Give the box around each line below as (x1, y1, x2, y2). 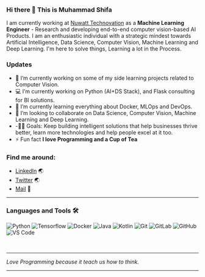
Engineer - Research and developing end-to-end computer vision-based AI (6, 26, 196, 33)
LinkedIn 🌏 (15, 167, 44, 174)
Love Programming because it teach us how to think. (6, 258, 139, 265)
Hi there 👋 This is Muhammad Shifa (6, 5, 112, 14)
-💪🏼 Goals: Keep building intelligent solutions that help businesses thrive (15, 122, 198, 130)
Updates (6, 60, 32, 69)
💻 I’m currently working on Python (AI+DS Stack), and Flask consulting (15, 88, 195, 95)
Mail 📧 (15, 185, 32, 192)
